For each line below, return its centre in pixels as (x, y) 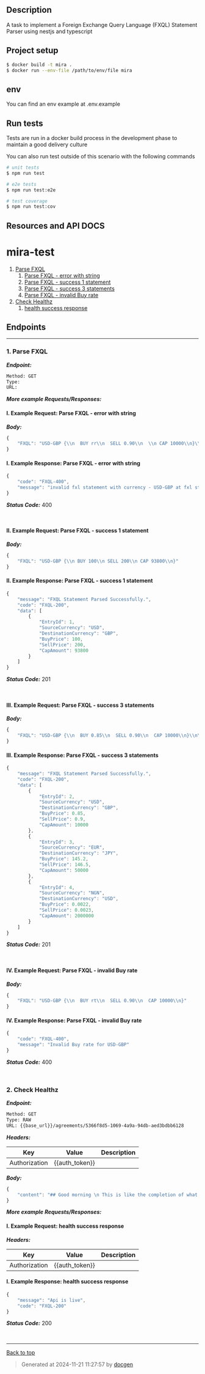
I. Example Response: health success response (67, 1282)
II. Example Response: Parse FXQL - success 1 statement (80, 581)
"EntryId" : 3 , (57, 842)
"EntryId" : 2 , (57, 796)
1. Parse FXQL (27, 352)
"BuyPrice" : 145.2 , (63, 859)
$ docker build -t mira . (39, 65)
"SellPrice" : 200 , (62, 645)
